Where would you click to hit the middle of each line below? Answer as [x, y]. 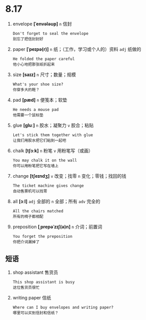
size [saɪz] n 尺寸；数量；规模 [44, 74]
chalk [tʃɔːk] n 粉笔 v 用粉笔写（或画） [53, 150]
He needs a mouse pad [35, 109]
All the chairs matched [38, 211]
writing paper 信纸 [32, 297]
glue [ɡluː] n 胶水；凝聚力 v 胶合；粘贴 [53, 125]
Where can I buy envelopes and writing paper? [63, 307]
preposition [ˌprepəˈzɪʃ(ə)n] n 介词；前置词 [57, 227]
